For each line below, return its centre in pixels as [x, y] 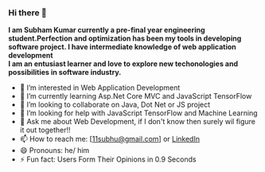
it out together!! [45, 130]
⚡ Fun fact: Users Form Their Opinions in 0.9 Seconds [108, 159]
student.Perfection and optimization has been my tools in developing [125, 38]
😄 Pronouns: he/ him [55, 150]
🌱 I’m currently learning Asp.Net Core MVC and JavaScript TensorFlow [136, 96]
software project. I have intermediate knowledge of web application [122, 47]
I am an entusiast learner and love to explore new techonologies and [123, 64]
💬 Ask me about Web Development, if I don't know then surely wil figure [138, 122]
